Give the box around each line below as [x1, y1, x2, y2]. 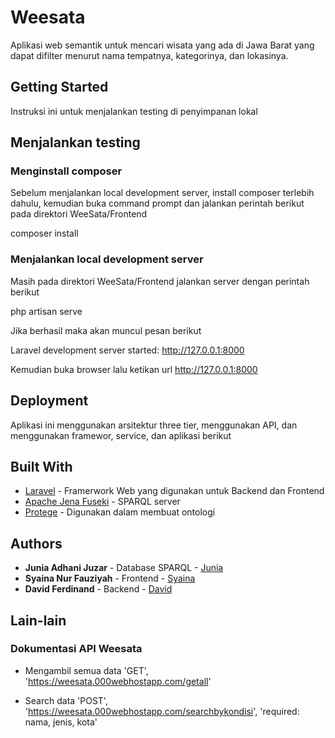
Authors [10, 535, 63, 552]
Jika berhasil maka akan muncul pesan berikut [10, 324, 202, 336]
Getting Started [10, 79, 109, 96]
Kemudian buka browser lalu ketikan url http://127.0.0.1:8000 [10, 363, 258, 375]
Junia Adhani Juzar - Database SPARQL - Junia [24, 562, 224, 574]
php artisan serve [10, 305, 83, 317]
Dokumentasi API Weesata [10, 642, 143, 656]
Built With [10, 458, 73, 475]
